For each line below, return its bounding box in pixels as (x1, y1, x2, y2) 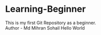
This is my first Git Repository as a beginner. (5, 20, 96, 26)
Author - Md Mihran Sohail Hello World (5, 25, 85, 31)
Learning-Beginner (5, 3, 86, 15)
